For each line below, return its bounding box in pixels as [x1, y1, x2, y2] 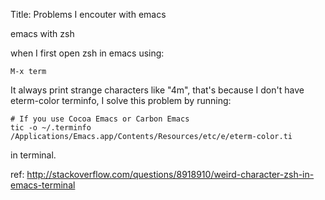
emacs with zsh [10, 28, 75, 39]
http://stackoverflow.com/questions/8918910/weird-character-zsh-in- [26, 169, 315, 180]
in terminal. [10, 149, 57, 161]
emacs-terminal [10, 179, 76, 191]
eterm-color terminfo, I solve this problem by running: [10, 95, 232, 106]
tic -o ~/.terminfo [10, 123, 92, 133]
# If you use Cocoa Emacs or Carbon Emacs [10, 114, 190, 124]
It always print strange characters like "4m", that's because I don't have [10, 84, 305, 96]
